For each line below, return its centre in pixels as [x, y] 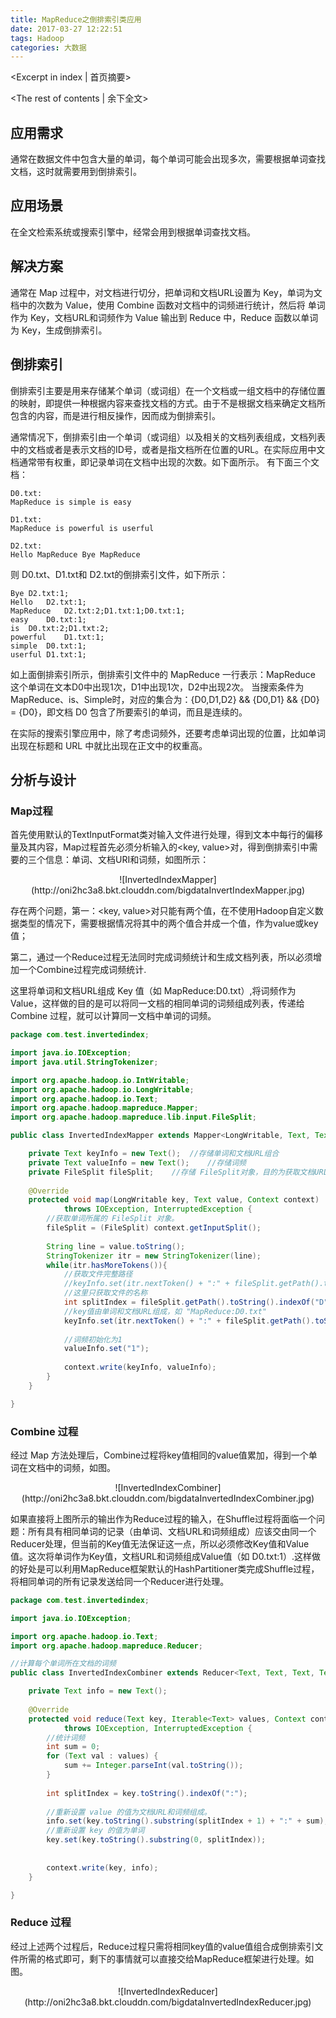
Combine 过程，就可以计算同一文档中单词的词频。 [113, 1016]
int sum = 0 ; [73, 1747]
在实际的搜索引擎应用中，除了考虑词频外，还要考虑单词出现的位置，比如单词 [168, 733]
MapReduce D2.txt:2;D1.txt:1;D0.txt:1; [98, 611]
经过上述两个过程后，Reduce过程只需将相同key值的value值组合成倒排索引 [162, 1946]
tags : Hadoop [37, 38]
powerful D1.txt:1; [57, 637]
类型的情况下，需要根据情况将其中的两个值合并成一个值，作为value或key [168, 923]
